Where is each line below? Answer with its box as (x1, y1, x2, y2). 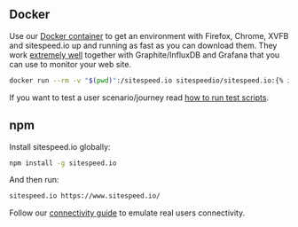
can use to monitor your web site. (9, 59, 131, 69)
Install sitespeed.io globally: (9, 141, 111, 152)
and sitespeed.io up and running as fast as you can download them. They (9, 40, 278, 51)
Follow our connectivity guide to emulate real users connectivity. (9, 207, 246, 218)
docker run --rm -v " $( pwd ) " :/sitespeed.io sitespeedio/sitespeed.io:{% (9, 75, 284, 85)
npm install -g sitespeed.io (9, 159, 117, 168)
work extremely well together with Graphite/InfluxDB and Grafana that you (9, 49, 280, 60)
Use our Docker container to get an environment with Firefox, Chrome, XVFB (9, 30, 289, 41)
